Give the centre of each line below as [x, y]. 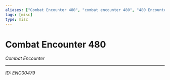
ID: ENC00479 [20, 73]
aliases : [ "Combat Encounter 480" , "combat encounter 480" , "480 [75, 10]
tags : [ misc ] [19, 15]
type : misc [17, 19]
